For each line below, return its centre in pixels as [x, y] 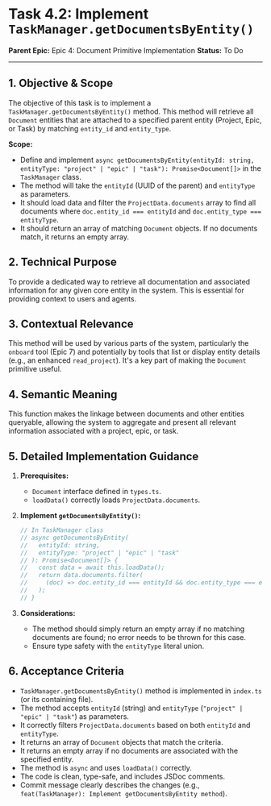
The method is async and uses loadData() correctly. [106, 767]
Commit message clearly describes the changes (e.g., [110, 785]
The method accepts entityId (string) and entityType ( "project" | [131, 708]
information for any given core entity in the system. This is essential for [126, 290]
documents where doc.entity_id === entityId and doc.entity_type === [141, 211]
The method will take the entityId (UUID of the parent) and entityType [138, 185]
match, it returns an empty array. [74, 237]
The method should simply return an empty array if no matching [138, 629]
